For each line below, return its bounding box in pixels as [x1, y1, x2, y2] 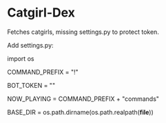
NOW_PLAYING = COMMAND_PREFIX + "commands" [7, 95, 160, 103]
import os [7, 54, 34, 63]
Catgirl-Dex [7, 5, 76, 21]
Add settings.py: [7, 41, 54, 49]
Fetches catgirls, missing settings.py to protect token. [7, 28, 160, 36]
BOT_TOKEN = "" [7, 81, 56, 89]
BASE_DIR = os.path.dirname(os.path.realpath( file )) [7, 108, 154, 116]
